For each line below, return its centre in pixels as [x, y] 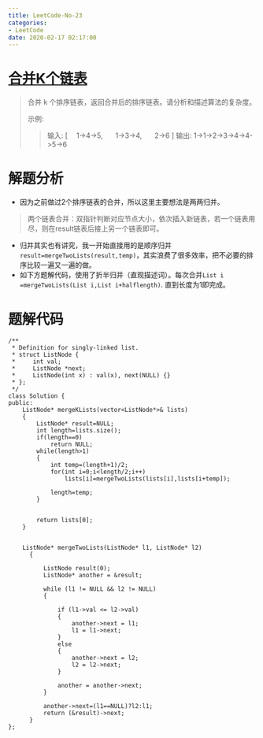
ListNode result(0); [77, 569]
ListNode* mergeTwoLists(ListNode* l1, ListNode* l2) [112, 548]
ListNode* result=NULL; [75, 424]
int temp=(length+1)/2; [89, 465]
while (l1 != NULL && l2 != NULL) [100, 589]
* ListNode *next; [49, 369]
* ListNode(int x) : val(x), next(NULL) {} [91, 376]
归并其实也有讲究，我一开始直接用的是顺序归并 [95, 246]
